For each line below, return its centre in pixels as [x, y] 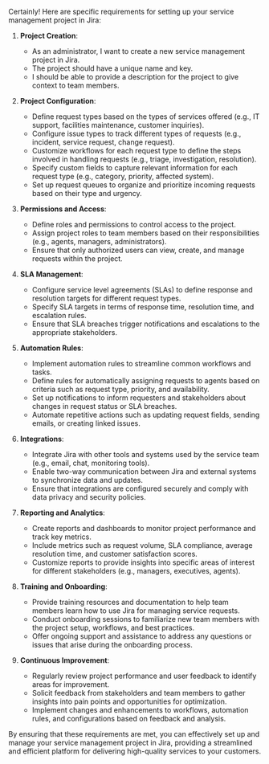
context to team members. [75, 85]
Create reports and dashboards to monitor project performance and [144, 528]
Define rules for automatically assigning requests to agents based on [146, 380]
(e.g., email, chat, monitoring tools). [91, 463]
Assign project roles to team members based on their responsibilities [145, 233]
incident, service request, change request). [103, 142]
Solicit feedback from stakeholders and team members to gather [139, 693]
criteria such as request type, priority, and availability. [121, 389]
